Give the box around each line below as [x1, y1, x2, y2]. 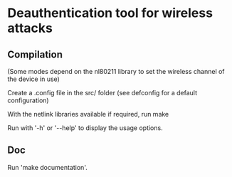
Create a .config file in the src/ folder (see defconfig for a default [7, 89, 198, 97]
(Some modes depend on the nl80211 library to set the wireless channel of [7, 68, 226, 75]
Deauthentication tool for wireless [7, 5, 213, 21]
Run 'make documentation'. [7, 163, 88, 171]
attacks [7, 20, 53, 36]
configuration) [7, 96, 49, 104]
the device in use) [7, 75, 60, 83]
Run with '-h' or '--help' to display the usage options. [7, 124, 163, 132]
